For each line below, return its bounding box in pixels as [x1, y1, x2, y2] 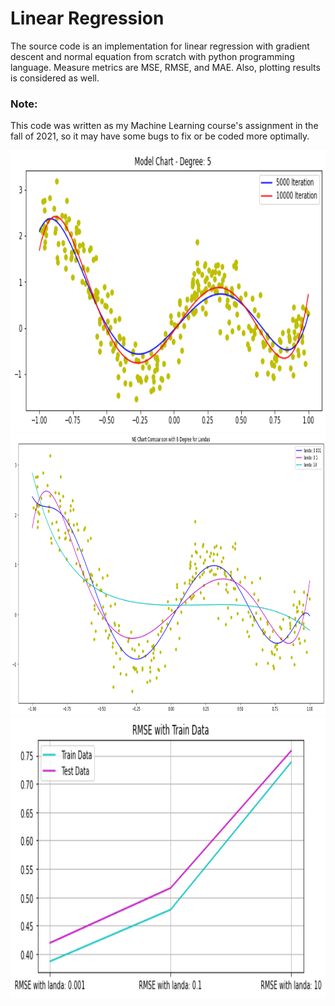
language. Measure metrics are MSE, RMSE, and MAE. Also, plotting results [10, 61, 321, 73]
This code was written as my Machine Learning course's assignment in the [10, 120, 319, 132]
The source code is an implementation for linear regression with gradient [10, 40, 310, 52]
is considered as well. [10, 72, 100, 84]
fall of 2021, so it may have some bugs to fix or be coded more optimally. [10, 130, 310, 142]
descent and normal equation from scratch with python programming [10, 50, 295, 62]
